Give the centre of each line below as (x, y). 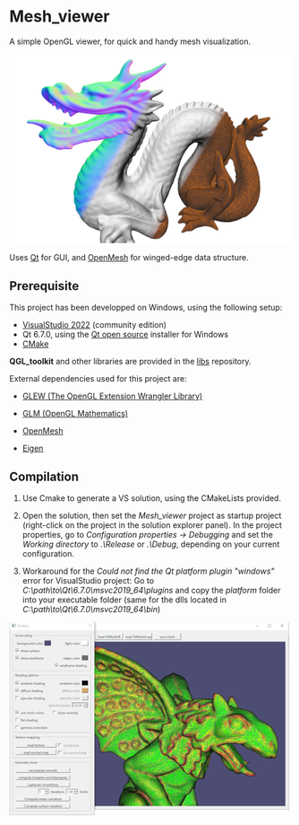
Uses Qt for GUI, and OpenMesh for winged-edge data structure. (129, 258)
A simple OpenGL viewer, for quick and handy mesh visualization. (130, 41)
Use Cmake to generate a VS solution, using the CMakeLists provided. (152, 498)
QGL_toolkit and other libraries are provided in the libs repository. (130, 362)
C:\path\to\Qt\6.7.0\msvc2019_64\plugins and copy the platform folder (151, 591)
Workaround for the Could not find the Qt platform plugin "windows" (148, 571)
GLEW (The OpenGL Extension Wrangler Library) (112, 396)
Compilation (44, 476)
